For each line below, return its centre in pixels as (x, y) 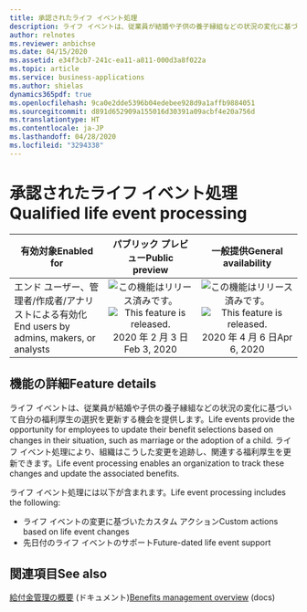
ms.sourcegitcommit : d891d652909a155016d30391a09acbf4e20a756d (132, 111)
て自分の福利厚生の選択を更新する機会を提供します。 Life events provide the (152, 419)
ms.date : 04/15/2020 (49, 52)
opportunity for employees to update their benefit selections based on (142, 429)
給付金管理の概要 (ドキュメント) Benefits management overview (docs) (143, 597)
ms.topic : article (44, 69)
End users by (42, 326)
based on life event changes (76, 532)
